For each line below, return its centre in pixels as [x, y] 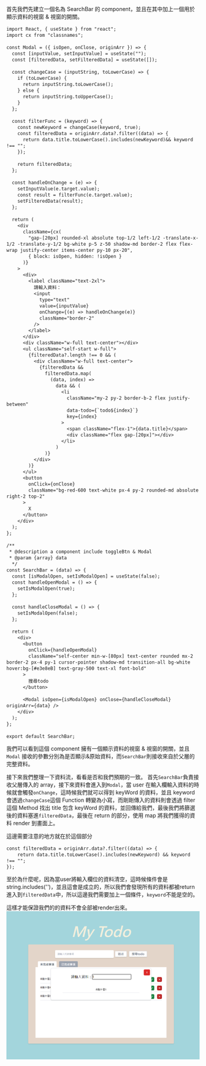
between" [17, 404]
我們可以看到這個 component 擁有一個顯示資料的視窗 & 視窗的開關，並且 [98, 749]
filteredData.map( [68, 374]
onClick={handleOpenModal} [63, 650]
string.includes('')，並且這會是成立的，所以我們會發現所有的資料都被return [101, 887]
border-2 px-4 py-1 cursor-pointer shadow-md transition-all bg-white [98, 662]
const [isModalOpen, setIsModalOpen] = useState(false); [86, 576]
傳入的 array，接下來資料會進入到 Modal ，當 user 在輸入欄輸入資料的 [108, 785]
